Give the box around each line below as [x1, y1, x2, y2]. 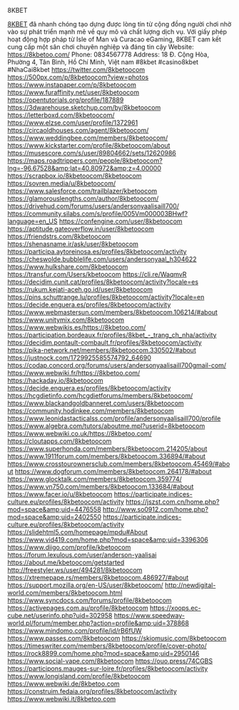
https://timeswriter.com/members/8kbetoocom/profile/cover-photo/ [7, 641, 207, 650]
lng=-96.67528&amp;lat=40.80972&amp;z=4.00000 [7, 164, 162, 172]
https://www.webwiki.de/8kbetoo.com [7, 679, 120, 688]
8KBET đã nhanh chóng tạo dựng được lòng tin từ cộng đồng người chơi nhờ [7, 20, 232, 28]
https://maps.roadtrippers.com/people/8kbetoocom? [7, 156, 163, 165]
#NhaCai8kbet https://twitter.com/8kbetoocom [7, 66, 146, 73]
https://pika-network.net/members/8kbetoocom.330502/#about [7, 346, 196, 354]
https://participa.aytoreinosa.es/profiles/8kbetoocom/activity [7, 248, 187, 255]
